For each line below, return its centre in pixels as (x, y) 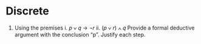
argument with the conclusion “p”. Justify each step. (80, 34)
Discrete (28, 11)
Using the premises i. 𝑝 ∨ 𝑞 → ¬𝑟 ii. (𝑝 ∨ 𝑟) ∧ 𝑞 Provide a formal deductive (104, 28)
